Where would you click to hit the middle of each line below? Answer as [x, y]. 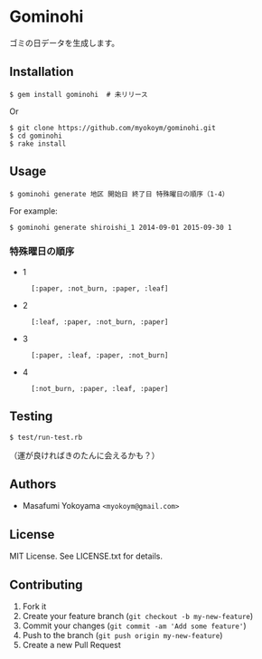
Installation [42, 72]
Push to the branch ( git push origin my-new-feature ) [122, 635]
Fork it [34, 606]
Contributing [46, 584]
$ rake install [38, 143]
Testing [31, 417]
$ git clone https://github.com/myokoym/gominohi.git [113, 128]
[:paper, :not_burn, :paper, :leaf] [100, 288]
